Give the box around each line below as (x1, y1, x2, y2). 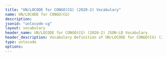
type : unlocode (5, 40, 37, 45)
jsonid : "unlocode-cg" (5, 21, 52, 26)
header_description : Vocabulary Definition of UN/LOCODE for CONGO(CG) (5, 35, 157, 40)
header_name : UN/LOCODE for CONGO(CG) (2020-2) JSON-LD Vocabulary (5, 30, 148, 35)
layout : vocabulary (5, 26, 46, 31)
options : (5, 44, 23, 49)
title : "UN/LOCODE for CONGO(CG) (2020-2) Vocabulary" (5, 7, 121, 12)
